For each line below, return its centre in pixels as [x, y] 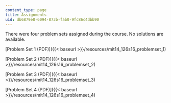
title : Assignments [26, 15]
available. [15, 39]
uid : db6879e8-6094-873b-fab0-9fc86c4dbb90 [52, 19]
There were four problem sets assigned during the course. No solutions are [84, 34]
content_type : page [26, 10]
